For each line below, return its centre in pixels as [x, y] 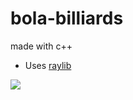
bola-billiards [67, 18]
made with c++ [41, 46]
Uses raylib [48, 65]
